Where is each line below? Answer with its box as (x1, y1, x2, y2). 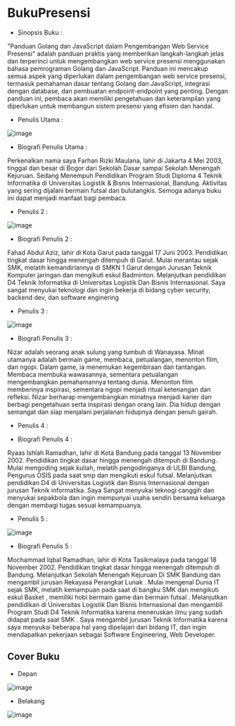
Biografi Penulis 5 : (17, 542, 72, 550)
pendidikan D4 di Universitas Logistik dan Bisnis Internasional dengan (7, 478, 210, 487)
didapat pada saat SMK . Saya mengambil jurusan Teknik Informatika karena (7, 615, 228, 624)
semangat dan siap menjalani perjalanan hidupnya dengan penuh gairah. (7, 407, 218, 416)
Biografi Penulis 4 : (17, 434, 72, 443)
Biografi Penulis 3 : (17, 334, 72, 342)
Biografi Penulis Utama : (17, 142, 88, 151)
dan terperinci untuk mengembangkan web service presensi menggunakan (7, 56, 225, 65)
